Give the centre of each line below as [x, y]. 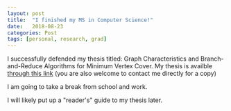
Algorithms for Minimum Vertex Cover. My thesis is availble [128, 66]
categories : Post [32, 33]
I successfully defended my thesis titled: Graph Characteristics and [103, 59]
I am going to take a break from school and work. [77, 87]
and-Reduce [25, 66]
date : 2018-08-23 [35, 26]
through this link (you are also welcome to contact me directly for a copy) [112, 74]
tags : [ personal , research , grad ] [57, 39]
